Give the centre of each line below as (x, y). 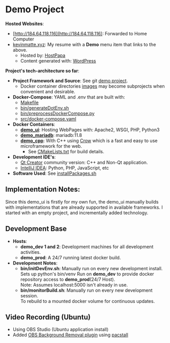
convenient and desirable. (48, 91)
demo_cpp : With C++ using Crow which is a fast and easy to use (89, 140)
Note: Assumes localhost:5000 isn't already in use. (74, 285)
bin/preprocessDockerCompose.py (57, 113)
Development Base (36, 229)
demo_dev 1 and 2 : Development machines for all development (87, 247)
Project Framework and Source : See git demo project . (70, 80)
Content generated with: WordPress (58, 60)
